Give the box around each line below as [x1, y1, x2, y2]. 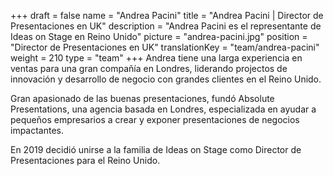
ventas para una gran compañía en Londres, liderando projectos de [10, 63, 288, 74]
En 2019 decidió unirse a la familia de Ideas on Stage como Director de [10, 144, 302, 155]
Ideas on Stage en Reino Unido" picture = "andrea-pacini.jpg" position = [10, 31, 308, 42]
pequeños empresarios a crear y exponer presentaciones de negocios [10, 114, 300, 125]
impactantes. [10, 125, 65, 136]
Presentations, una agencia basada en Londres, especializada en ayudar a [10, 103, 317, 115]
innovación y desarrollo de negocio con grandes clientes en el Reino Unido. [10, 73, 322, 85]
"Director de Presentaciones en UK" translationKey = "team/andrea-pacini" [10, 41, 320, 53]
